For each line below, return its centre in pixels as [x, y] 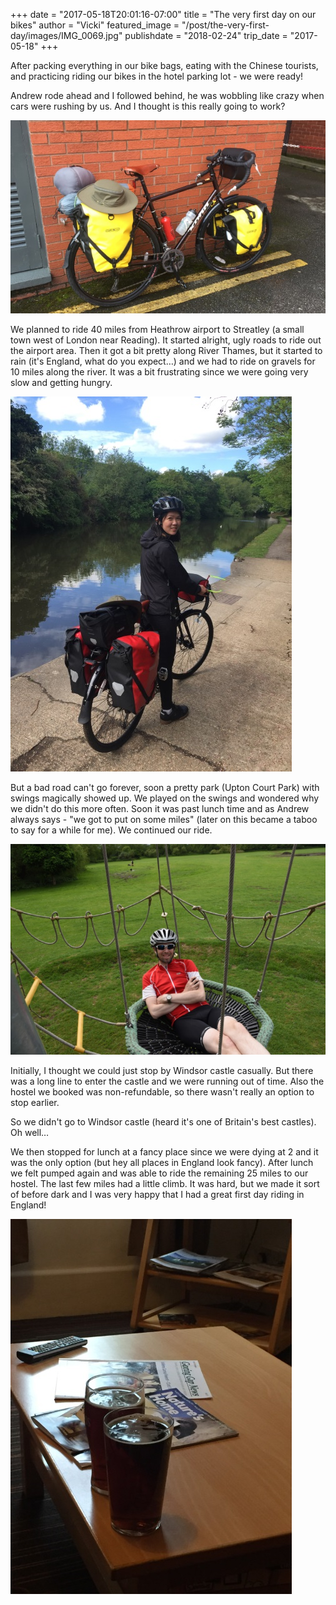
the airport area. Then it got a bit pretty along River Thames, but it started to [166, 351]
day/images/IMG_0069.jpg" [66, 35]
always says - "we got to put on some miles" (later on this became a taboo [164, 820]
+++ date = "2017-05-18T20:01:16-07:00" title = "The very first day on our [163, 14]
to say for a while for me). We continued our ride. [111, 830]
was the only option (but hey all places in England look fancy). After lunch [162, 1162]
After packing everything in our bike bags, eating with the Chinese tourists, [164, 65]
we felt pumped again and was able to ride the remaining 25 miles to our [159, 1173]
